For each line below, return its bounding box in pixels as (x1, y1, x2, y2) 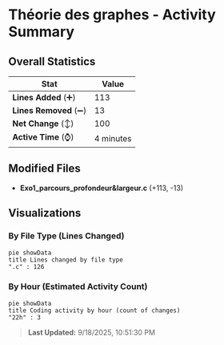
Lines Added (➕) (12, 92, 76, 103)
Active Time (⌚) (12, 132, 74, 142)
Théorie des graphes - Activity (8, 6, 216, 24)
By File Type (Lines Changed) (8, 230, 125, 241)
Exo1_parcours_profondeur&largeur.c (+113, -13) (19, 183, 184, 193)
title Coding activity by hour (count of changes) (8, 306, 181, 315)
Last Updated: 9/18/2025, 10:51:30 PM (27, 327, 156, 337)
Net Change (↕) (12, 118, 74, 129)
